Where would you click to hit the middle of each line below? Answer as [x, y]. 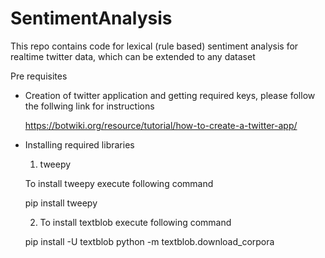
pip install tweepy [61, 203]
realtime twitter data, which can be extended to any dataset [133, 56]
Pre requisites [39, 76]
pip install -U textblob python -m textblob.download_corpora [149, 241]
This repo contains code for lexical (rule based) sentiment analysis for [154, 46]
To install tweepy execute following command [119, 183]
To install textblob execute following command [135, 222]
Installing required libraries [79, 144]
